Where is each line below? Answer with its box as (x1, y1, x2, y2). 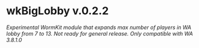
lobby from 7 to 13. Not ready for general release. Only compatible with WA (6, 30, 193, 37)
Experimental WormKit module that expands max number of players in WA (6, 24, 192, 31)
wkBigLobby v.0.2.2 (6, 4, 109, 18)
